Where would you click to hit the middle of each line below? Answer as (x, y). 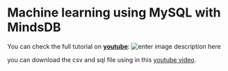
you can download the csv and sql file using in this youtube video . (102, 59)
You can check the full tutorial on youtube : (68, 46)
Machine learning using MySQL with (114, 13)
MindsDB (34, 27)
